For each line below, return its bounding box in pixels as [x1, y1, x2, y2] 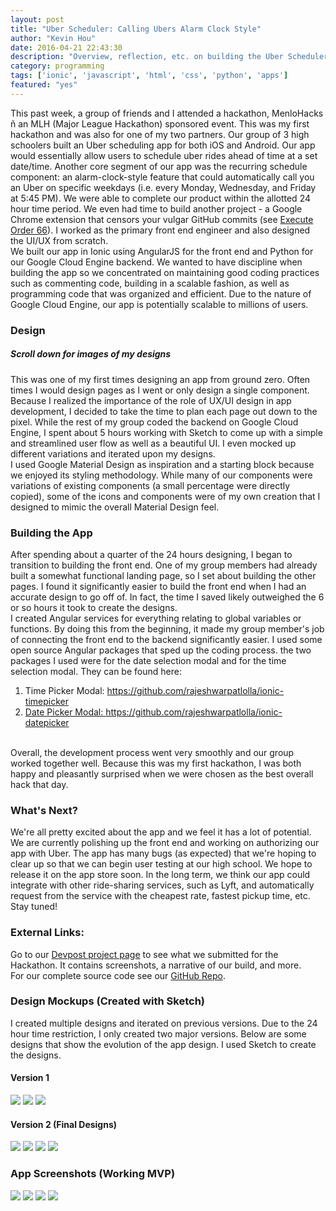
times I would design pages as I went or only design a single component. [10, 384, 310, 396]
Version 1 [10, 1072, 50, 1084]
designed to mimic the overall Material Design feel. [10, 501, 220, 513]
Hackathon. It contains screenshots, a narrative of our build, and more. [10, 959, 302, 971]
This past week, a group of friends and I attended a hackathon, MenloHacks [10, 107, 324, 119]
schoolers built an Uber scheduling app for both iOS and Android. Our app [10, 139, 316, 151]
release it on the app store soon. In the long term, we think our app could [10, 869, 311, 881]
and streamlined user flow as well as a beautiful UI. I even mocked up [10, 437, 297, 449]
